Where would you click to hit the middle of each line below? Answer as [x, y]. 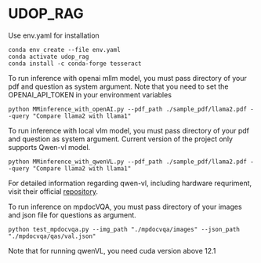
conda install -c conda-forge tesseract [75, 64]
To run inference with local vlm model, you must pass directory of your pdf [129, 130]
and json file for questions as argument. [72, 215]
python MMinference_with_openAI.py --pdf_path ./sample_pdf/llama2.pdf [127, 109]
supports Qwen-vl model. [49, 147]
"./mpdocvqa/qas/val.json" [52, 236]
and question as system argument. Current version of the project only [121, 139]
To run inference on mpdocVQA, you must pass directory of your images [125, 206]
